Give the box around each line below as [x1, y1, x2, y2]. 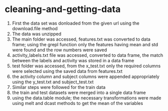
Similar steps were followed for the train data [12, 84, 106, 90]
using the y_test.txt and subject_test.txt [12, 79, 94, 85]
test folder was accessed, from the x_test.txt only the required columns [12, 63, 161, 69]
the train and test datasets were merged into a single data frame [12, 89, 146, 95]
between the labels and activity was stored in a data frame [12, 57, 135, 63]
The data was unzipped [12, 31, 62, 37]
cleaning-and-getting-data [5, 4, 121, 15]
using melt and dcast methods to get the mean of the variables [12, 100, 143, 106]
